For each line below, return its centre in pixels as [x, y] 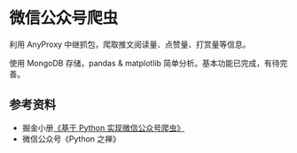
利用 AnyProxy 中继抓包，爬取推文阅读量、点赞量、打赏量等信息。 [130, 44]
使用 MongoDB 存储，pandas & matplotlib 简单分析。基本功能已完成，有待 [145, 63]
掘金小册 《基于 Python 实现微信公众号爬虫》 [103, 127]
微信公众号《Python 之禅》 [71, 139]
